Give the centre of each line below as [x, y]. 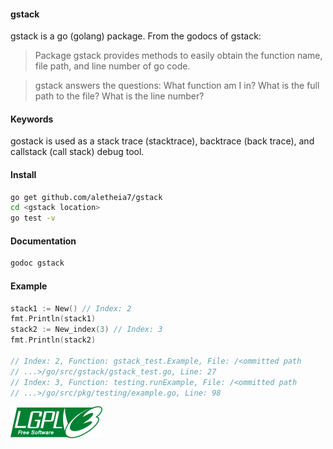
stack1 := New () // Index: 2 [71, 308]
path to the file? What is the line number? [119, 96]
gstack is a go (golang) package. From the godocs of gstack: [136, 36]
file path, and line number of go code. [112, 66]
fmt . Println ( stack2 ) [53, 340]
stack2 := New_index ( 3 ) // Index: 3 [86, 330]
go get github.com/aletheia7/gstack [86, 197]
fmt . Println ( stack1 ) [53, 319]
